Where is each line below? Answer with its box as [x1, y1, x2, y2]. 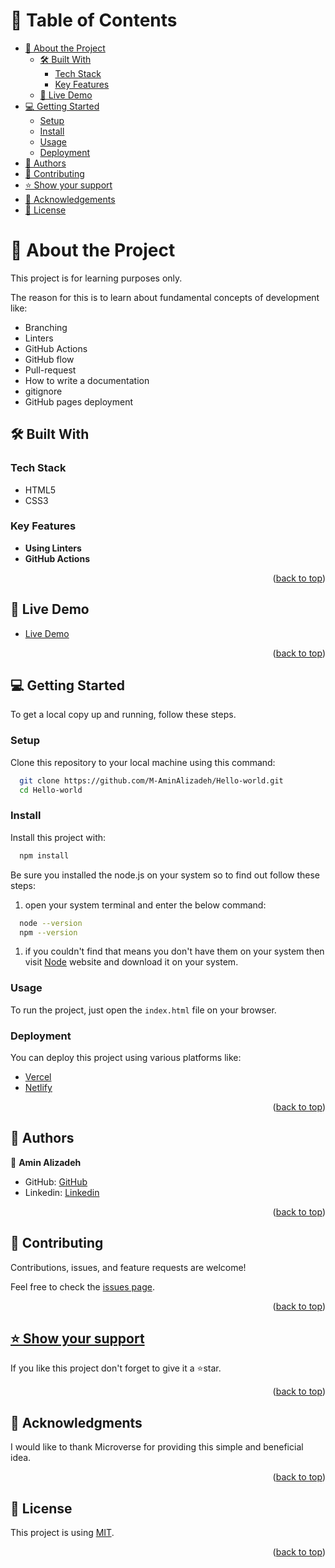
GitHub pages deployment [24, 395, 134, 408]
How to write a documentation [24, 374, 150, 386]
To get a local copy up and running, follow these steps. [10, 709, 237, 721]
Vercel [24, 1071, 52, 1083]
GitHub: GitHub [24, 1175, 88, 1188]
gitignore [24, 385, 63, 397]
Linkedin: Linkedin [24, 1186, 100, 1198]
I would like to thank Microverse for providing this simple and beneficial [10, 1441, 304, 1453]
